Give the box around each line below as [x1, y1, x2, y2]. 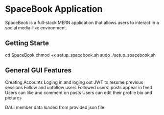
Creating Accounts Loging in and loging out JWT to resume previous [5, 79, 143, 85]
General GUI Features [5, 66, 72, 74]
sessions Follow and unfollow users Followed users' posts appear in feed [5, 84, 153, 90]
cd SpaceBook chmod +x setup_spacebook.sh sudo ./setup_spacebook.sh [5, 52, 156, 58]
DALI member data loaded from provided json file [5, 104, 104, 110]
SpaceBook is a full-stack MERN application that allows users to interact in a [5, 20, 159, 25]
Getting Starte [5, 39, 49, 47]
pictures [5, 94, 22, 101]
